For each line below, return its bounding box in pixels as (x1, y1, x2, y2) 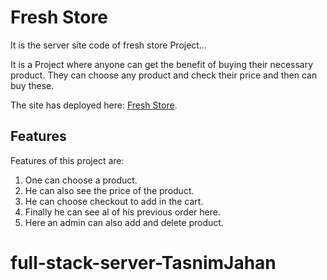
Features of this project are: (10, 154, 125, 166)
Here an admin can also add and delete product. (24, 216, 224, 228)
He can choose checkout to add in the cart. (24, 195, 204, 207)
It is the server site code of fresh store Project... (10, 39, 208, 51)
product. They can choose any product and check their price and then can (10, 69, 318, 81)
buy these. (10, 79, 55, 91)
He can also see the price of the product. (24, 184, 195, 196)
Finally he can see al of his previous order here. (24, 206, 221, 218)
